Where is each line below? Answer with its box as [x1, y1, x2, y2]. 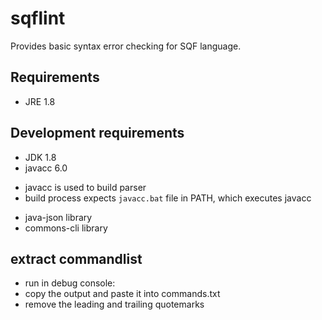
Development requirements [10, 125, 185, 142]
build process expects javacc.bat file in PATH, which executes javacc [24, 192, 312, 204]
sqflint [10, 7, 66, 30]
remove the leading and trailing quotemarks [24, 298, 205, 311]
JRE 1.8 [24, 95, 56, 107]
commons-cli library [24, 222, 108, 234]
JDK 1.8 [24, 151, 57, 163]
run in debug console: [24, 277, 116, 289]
